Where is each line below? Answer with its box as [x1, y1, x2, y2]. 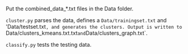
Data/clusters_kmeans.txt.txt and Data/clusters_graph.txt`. [5, 29, 148, 37]
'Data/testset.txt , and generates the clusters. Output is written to [5, 23, 183, 30]
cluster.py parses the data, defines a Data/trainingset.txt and [5, 17, 167, 23]
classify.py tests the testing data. [5, 41, 92, 48]
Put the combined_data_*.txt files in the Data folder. [5, 5, 134, 12]
